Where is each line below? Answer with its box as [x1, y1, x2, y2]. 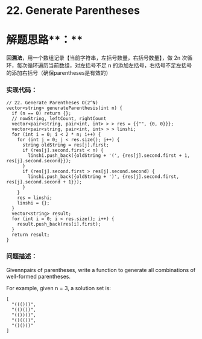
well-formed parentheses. [6, 273, 71, 280]
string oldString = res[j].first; [22, 142, 110, 148]
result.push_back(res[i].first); [17, 221, 101, 227]
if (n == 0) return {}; [11, 110, 71, 116]
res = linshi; [17, 195, 52, 201]
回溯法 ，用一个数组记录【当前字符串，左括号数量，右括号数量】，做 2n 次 [6, 54, 188, 62]
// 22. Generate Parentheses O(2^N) [6, 100, 98, 106]
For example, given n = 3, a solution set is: [6, 284, 112, 291]
